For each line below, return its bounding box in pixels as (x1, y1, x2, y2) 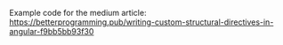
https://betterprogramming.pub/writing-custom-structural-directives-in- (9, 17, 274, 27)
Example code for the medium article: (9, 8, 147, 18)
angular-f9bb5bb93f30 (9, 26, 94, 36)
